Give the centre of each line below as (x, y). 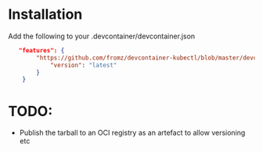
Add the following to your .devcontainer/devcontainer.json (102, 36)
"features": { (41, 50)
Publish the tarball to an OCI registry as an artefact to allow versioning (132, 133)
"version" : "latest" (83, 65)
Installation (45, 14)
